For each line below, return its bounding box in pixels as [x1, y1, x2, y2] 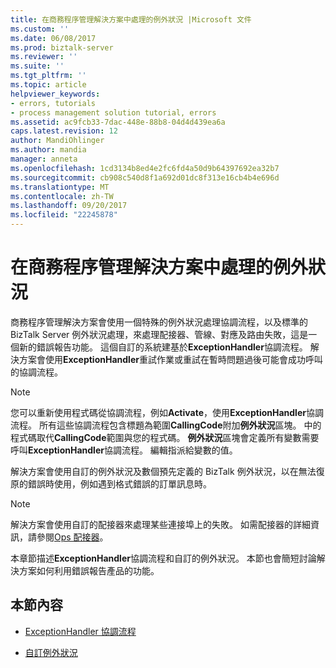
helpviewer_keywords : [10, 89, 101, 99]
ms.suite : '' [10, 61, 65, 71]
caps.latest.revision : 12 [10, 126, 118, 136]
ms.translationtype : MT [10, 182, 110, 192]
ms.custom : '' [10, 24, 70, 34]
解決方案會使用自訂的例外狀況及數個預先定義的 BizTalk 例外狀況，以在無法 [10, 465, 317, 477]
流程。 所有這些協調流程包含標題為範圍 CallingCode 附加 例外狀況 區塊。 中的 [10, 419, 322, 431]
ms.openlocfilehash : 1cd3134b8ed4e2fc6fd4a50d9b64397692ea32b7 [10, 163, 280, 173]
